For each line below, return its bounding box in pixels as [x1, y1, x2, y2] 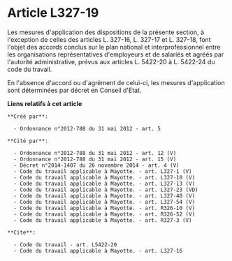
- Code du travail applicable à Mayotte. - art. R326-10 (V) [13, 204, 196, 211]
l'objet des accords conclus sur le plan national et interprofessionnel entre [7, 43, 221, 51]
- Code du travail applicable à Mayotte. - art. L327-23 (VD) [13, 186, 198, 193]
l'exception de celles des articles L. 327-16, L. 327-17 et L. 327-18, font [7, 35, 211, 43]
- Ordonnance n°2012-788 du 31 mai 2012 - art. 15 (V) [13, 156, 177, 163]
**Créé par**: [7, 113, 49, 120]
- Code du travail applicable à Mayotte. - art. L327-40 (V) [13, 192, 196, 200]
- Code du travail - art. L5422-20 [13, 241, 117, 248]
